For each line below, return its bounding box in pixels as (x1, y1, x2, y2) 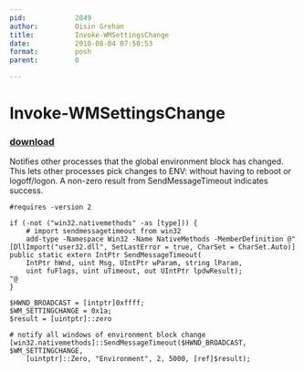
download (9, 136, 55, 149)
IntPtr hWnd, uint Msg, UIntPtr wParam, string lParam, (26, 259, 244, 268)
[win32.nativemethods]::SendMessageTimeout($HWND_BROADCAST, (9, 338, 247, 347)
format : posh (9, 47, 92, 57)
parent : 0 (9, 56, 79, 65)
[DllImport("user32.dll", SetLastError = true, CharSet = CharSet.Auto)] (9, 243, 297, 252)
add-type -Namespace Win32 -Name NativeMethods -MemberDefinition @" (26, 234, 297, 244)
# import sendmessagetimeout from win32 (26, 227, 182, 236)
